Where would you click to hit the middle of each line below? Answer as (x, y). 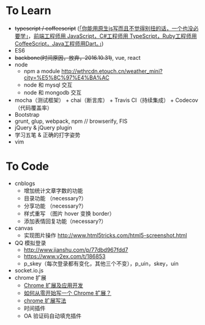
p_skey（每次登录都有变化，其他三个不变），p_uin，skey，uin (101, 263)
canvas (24, 228)
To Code (28, 166)
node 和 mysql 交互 (48, 85)
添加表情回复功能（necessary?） (65, 221)
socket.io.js (29, 270)
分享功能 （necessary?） (55, 206)
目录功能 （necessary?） (55, 198)
